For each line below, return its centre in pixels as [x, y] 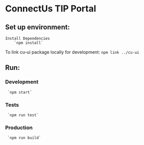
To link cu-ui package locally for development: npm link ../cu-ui [72, 52]
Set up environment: [38, 27]
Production [19, 128]
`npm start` [20, 92]
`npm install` [29, 43]
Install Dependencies [28, 38]
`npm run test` [23, 115]
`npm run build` [24, 138]
